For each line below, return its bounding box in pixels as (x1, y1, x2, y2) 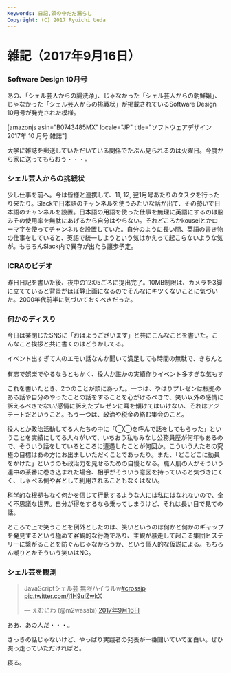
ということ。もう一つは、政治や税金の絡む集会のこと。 (30, 410, 188, 418)
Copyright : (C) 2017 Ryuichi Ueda (7, 16, 107, 23)
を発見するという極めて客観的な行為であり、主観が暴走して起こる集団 (7, 531, 206, 540)
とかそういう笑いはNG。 (25, 548, 95, 557)
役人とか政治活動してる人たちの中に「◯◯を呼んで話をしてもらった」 (7, 424, 210, 433)
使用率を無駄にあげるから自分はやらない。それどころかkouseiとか (25, 217, 212, 225)
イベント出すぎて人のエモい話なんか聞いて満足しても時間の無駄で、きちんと (7, 355, 223, 362)
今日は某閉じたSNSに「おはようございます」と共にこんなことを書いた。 (7, 331, 212, 339)
